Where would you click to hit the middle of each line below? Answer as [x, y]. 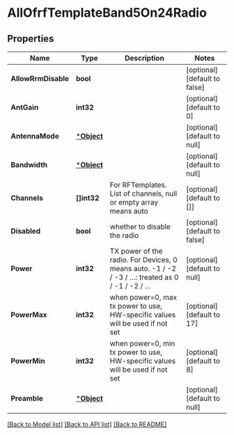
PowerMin [28, 361]
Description [145, 58]
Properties [31, 39]
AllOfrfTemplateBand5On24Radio [107, 13]
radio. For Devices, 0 [143, 260]
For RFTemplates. [138, 185]
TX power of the [136, 251]
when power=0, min [142, 343]
